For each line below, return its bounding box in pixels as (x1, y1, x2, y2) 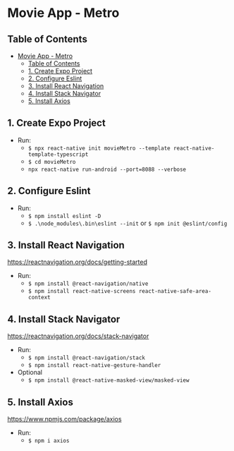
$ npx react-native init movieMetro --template (27, 145, 171, 152)
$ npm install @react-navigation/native (27, 280, 149, 287)
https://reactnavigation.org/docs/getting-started (7, 258, 148, 266)
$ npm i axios (27, 438, 70, 445)
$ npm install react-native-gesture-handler (27, 362, 161, 369)
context (27, 294, 51, 301)
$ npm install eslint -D (27, 212, 101, 220)
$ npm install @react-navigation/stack (27, 354, 146, 361)
